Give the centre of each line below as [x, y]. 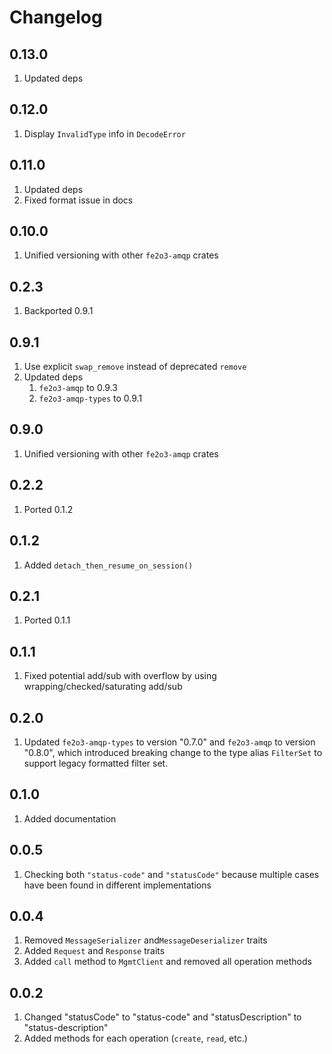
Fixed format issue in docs [78, 200]
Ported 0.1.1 [47, 620]
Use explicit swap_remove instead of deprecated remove [135, 367]
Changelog [56, 17]
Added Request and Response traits [94, 951]
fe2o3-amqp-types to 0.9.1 [90, 398]
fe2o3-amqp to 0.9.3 [78, 388]
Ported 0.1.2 [48, 509]
